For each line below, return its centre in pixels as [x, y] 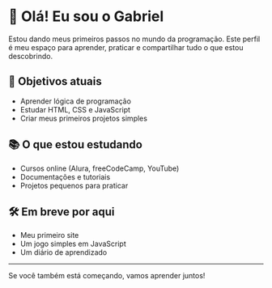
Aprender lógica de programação [76, 101]
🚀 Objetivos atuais [55, 81]
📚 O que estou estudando [76, 145]
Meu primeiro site [49, 235]
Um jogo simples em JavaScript [73, 244]
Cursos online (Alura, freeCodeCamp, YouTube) [100, 168]
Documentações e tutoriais [65, 176]
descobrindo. [31, 56]
